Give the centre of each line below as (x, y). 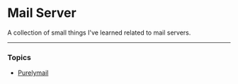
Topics (19, 57)
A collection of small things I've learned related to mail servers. (99, 32)
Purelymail (33, 73)
